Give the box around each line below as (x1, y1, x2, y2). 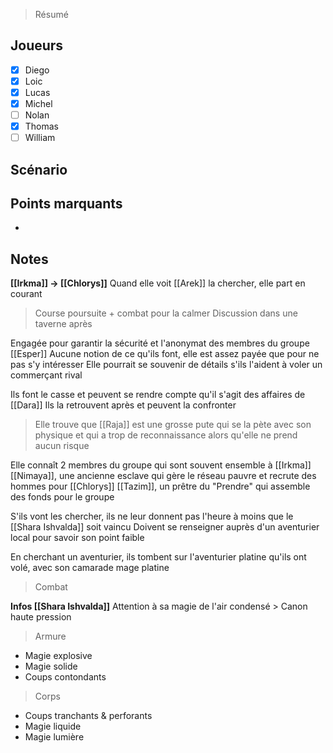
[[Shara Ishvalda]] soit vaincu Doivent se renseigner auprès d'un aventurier (10, 521, 320, 533)
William (24, 132, 56, 144)
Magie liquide (24, 720, 82, 733)
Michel (24, 98, 53, 109)
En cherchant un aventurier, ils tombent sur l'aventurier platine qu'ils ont (10, 551, 307, 563)
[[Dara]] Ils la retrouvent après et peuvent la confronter (10, 399, 237, 411)
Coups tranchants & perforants (24, 710, 153, 722)
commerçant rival (10, 369, 83, 381)
